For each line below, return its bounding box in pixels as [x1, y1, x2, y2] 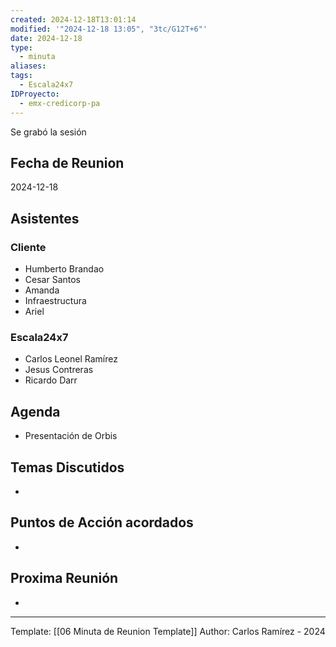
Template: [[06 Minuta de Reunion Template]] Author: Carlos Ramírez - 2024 [10, 625, 326, 637]
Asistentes [10, 210, 80, 227]
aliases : [10, 61, 47, 71]
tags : [10, 71, 33, 81]
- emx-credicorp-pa [19, 98, 101, 108]
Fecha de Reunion [10, 154, 125, 171]
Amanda [24, 284, 60, 296]
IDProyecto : [10, 89, 60, 99]
